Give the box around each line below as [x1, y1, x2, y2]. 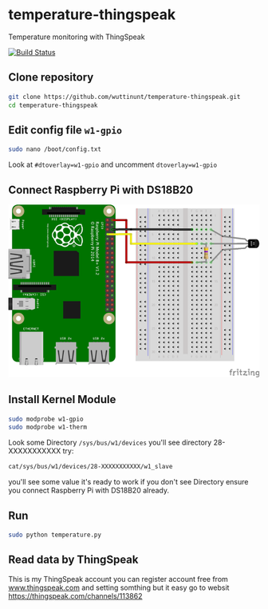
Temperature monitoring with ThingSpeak [8, 32, 145, 42]
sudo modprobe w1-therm [8, 423, 88, 432]
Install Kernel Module [8, 393, 116, 406]
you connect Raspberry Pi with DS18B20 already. [8, 485, 170, 496]
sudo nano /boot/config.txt [8, 145, 102, 153]
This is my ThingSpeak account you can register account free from [8, 574, 229, 583]
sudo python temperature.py [8, 531, 102, 539]
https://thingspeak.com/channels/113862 [8, 591, 143, 600]
